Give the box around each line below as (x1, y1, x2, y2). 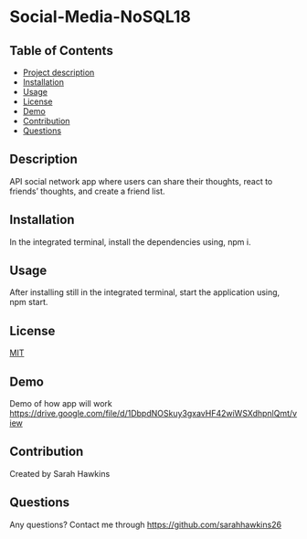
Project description (22, 67, 95, 78)
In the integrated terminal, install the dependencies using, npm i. (9, 236, 251, 248)
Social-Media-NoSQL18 (9, 6, 192, 27)
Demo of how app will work (9, 398, 112, 409)
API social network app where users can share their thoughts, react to (9, 175, 273, 186)
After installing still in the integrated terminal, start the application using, (9, 287, 281, 298)
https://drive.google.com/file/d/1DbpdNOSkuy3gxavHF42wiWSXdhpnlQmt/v (9, 408, 298, 419)
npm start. (9, 297, 48, 308)
